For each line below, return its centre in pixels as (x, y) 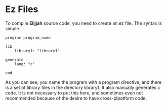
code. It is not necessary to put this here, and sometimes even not (74, 93)
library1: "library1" (37, 51)
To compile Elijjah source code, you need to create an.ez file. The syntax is (83, 23)
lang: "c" (25, 64)
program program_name (28, 38)
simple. (13, 28)
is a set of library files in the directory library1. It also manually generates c (83, 87)
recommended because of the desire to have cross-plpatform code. (76, 98)
